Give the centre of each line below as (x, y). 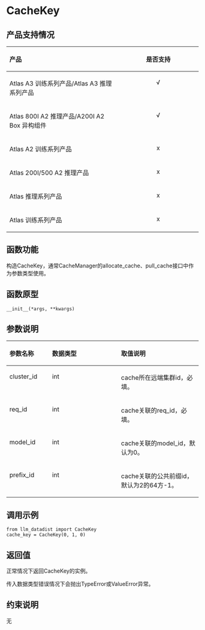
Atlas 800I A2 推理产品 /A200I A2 (57, 116)
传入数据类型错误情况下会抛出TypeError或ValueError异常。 (80, 584)
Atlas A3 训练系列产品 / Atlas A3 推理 (61, 83)
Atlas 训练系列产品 (36, 220)
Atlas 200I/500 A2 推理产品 (49, 173)
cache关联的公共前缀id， (157, 476)
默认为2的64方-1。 (149, 485)
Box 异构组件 (28, 125)
